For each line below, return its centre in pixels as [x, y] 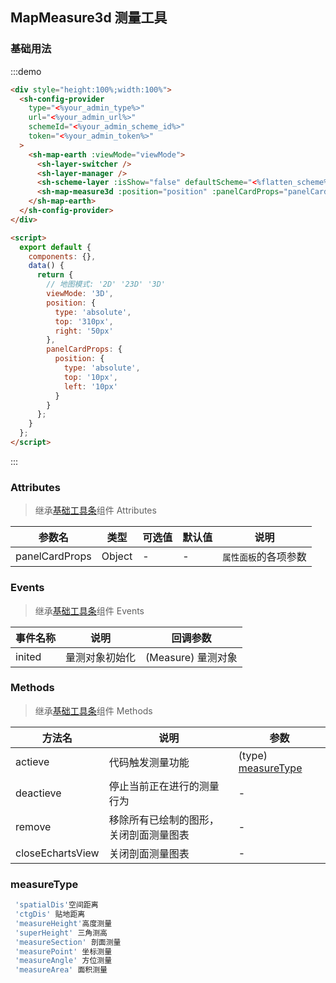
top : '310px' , [84, 321]
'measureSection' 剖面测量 [68, 942]
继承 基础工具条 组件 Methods [93, 710]
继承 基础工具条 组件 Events [89, 610]
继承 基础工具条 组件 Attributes [95, 510]
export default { [55, 247]
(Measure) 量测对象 [191, 657]
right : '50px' [84, 331]
